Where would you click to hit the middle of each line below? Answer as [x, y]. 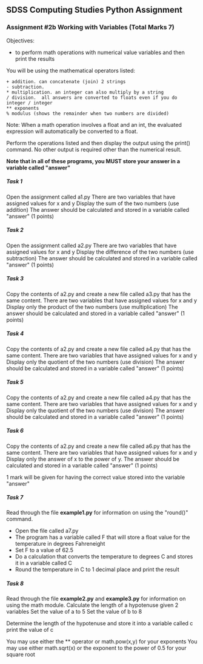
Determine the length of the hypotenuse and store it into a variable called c [100, 623]
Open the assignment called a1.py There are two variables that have [91, 197]
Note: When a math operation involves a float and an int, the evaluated [94, 124]
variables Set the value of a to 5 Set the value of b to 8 [74, 612]
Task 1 [15, 181]
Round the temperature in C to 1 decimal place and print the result [97, 569]
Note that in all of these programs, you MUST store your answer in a [93, 161]
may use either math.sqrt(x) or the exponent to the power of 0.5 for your [96, 648]
